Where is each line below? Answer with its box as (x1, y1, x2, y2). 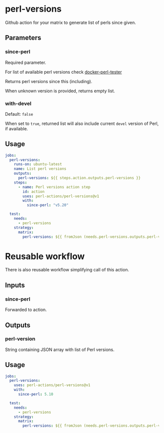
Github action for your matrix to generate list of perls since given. (5, 20, 136, 25)
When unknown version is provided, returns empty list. (5, 88, 115, 94)
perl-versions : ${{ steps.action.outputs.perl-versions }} (18, 176, 141, 181)
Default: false (5, 111, 33, 117)
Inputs (5, 281, 25, 289)
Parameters (5, 34, 41, 42)
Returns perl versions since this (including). (5, 78, 93, 84)
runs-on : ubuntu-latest (14, 162, 62, 167)
